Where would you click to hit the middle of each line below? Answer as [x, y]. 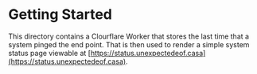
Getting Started [60, 15]
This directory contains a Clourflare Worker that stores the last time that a [128, 36]
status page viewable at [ [50, 53]
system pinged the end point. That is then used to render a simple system [129, 44]
